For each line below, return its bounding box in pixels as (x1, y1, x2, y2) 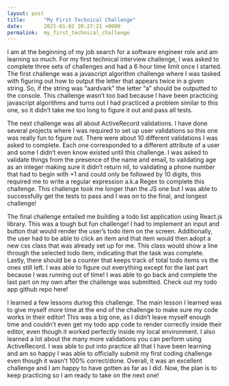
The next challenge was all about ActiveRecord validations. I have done (7, 119, 208, 127)
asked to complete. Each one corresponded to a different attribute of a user (7, 141, 220, 149)
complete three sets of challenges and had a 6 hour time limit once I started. (7, 62, 222, 70)
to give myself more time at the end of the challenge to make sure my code (7, 306, 219, 314)
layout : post (7, 10, 44, 17)
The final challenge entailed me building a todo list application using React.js (7, 213, 223, 221)
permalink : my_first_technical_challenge (7, 29, 130, 36)
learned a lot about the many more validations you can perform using (7, 335, 202, 343)
